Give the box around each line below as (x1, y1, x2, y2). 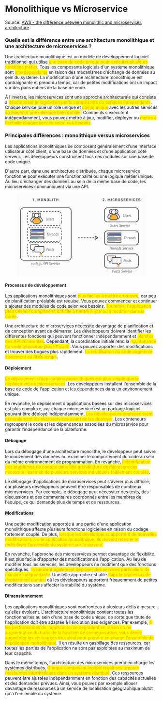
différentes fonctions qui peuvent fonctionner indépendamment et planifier (5, 334, 154, 339)
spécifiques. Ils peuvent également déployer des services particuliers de (5, 567, 150, 572)
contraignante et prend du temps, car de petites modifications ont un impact (5, 80, 157, 85)
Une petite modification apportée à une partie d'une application (5, 521, 132, 527)
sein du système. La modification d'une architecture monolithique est (5, 74, 143, 81)
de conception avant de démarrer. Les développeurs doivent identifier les (5, 328, 151, 334)
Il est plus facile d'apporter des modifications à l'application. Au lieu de (5, 556, 147, 562)
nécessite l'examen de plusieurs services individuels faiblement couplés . (5, 469, 150, 475)
